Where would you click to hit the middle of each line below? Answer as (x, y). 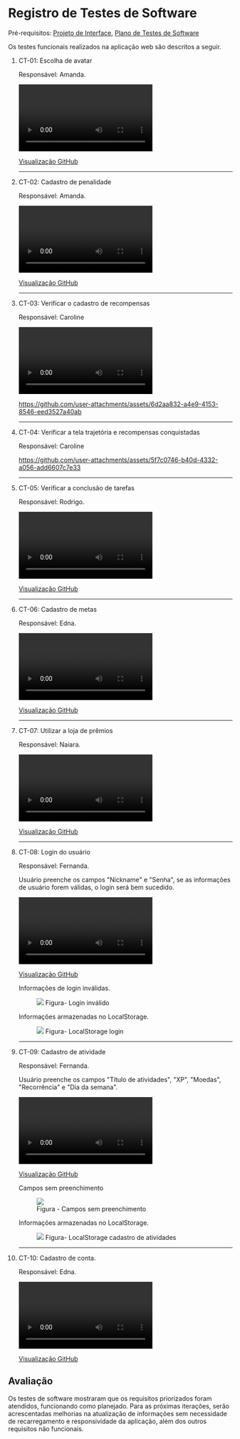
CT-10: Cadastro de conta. (57, 1258)
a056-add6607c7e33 (49, 467)
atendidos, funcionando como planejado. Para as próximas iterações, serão (119, 1406)
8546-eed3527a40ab (50, 411)
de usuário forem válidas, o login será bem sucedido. (96, 887)
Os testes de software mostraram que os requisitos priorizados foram (110, 1398)
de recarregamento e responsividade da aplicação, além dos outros (108, 1421)
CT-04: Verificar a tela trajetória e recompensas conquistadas (109, 432)
